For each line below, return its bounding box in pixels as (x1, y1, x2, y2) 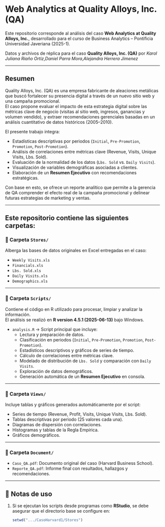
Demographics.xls (12, 279, 48, 284)
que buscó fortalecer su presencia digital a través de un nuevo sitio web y (5, 93, 155, 99)
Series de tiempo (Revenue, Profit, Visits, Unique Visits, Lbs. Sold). (12, 411, 147, 417)
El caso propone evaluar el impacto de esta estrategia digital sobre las (5, 103, 147, 109)
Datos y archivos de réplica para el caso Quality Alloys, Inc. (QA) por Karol (5, 50, 157, 56)
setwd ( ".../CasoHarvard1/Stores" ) (12, 518, 83, 523)
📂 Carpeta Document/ (5, 449, 54, 456)
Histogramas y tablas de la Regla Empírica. (12, 427, 99, 433)
